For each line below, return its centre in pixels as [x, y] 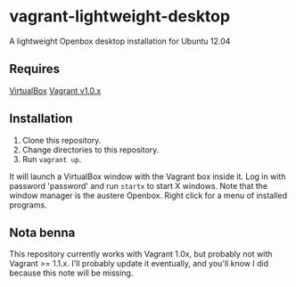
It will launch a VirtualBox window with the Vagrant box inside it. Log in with [148, 176]
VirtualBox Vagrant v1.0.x [55, 90]
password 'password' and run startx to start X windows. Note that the [139, 185]
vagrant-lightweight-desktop [119, 16]
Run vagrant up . [52, 159]
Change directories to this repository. [90, 150]
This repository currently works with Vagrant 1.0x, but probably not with [141, 254]
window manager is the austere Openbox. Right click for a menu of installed [148, 195]
